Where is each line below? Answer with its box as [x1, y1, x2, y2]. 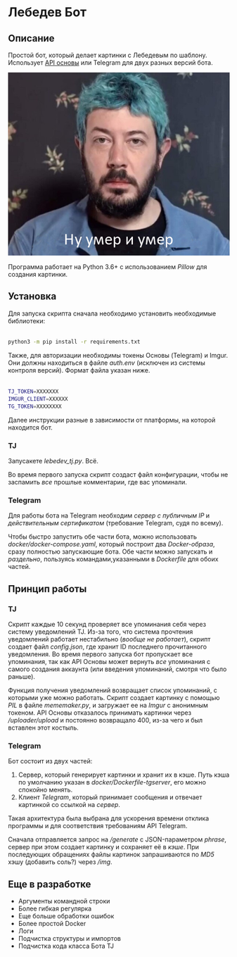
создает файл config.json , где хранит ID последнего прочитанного [8, 642, 207, 651]
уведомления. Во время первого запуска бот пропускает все [8, 650, 193, 658]
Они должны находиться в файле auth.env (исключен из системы [8, 358, 206, 367]
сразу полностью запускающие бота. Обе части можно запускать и [8, 547, 213, 556]
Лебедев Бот [8, 4, 87, 20]
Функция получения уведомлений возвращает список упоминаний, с [8, 686, 217, 694]
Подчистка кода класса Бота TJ [18, 942, 115, 951]
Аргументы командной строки [18, 897, 110, 906]
